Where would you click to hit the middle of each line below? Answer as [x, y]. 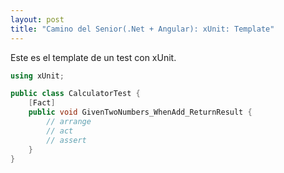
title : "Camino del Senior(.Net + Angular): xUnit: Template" [142, 29]
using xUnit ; [37, 76]
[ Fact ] [42, 103]
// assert [66, 140]
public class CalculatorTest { [75, 94]
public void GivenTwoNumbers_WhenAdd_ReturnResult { [140, 112]
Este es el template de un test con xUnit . [93, 57]
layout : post [37, 19]
